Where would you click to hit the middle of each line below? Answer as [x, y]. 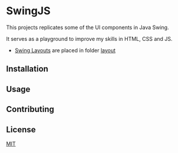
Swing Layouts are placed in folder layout [65, 50]
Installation [27, 69]
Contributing [30, 109]
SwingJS [28, 11]
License [21, 130]
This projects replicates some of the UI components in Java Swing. [88, 27]
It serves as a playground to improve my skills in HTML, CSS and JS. [89, 39]
